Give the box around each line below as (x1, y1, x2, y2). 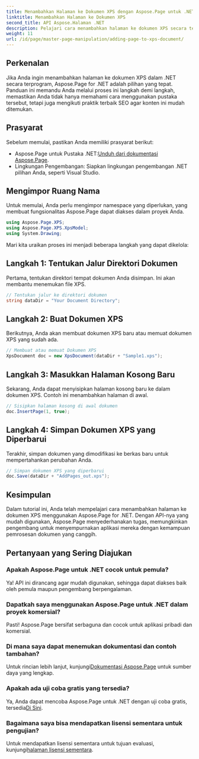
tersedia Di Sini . (6, 704, 43, 711)
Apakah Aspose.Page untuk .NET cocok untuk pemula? (6, 566, 169, 574)
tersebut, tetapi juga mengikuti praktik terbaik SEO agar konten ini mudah (6, 99, 185, 106)
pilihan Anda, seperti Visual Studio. (14, 169, 101, 176)
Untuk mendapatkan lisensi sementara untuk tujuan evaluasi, (6, 740, 155, 747)
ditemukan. (6, 105, 34, 113)
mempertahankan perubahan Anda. (6, 456, 93, 463)
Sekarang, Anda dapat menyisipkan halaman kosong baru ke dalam (6, 385, 171, 392)
